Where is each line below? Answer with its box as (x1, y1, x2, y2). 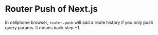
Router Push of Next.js (5, 3, 98, 15)
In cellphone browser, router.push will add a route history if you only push (5, 19, 154, 25)
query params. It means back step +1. (5, 24, 81, 30)
